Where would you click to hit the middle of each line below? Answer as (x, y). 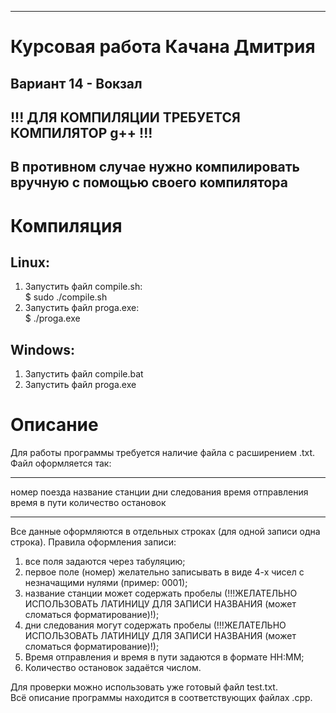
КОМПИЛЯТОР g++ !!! (81, 132)
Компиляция (66, 225)
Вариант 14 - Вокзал (76, 83)
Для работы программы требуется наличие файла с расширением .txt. (163, 453)
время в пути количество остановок (88, 503)
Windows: (43, 349)
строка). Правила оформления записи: (93, 542)
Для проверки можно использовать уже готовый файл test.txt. (144, 687)
